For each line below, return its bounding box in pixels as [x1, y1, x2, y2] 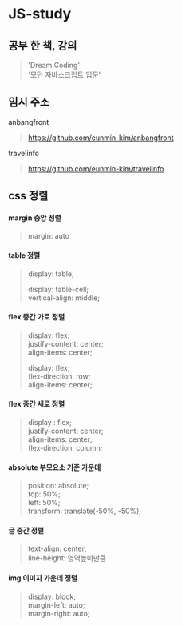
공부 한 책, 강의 [8, 38, 77, 52]
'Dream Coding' [27, 61, 81, 70]
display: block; [27, 592, 76, 601]
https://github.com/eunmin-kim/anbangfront [27, 133, 174, 142]
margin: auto [27, 231, 70, 241]
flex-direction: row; [27, 371, 91, 381]
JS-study [8, 5, 72, 23]
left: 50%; [27, 498, 61, 508]
